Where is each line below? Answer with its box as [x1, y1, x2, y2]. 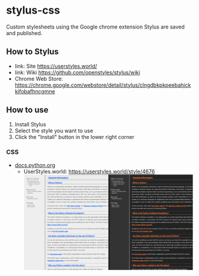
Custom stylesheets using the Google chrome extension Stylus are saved [6, 23, 185, 30]
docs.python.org [14, 161, 56, 169]
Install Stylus [14, 120, 46, 128]
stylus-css [6, 4, 60, 17]
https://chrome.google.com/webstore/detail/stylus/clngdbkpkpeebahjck [14, 81, 191, 88]
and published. [6, 29, 43, 36]
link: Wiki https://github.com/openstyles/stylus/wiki [14, 69, 140, 76]
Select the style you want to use [14, 127, 94, 134]
